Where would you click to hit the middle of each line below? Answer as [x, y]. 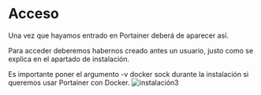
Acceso [34, 14]
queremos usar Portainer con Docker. [69, 82]
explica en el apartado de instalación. [69, 59]
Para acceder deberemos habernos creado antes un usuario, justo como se [131, 50]
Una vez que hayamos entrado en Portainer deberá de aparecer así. [118, 35]
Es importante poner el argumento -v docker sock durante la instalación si [129, 74]
